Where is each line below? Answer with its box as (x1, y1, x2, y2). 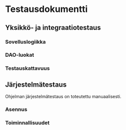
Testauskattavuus (5, 65, 50, 72)
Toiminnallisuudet (5, 120, 50, 126)
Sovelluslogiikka (5, 38, 46, 45)
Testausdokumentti (5, 3, 88, 15)
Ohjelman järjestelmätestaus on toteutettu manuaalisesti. (5, 94, 122, 100)
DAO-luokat (5, 51, 34, 58)
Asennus (5, 106, 27, 113)
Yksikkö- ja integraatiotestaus (5, 23, 101, 32)
